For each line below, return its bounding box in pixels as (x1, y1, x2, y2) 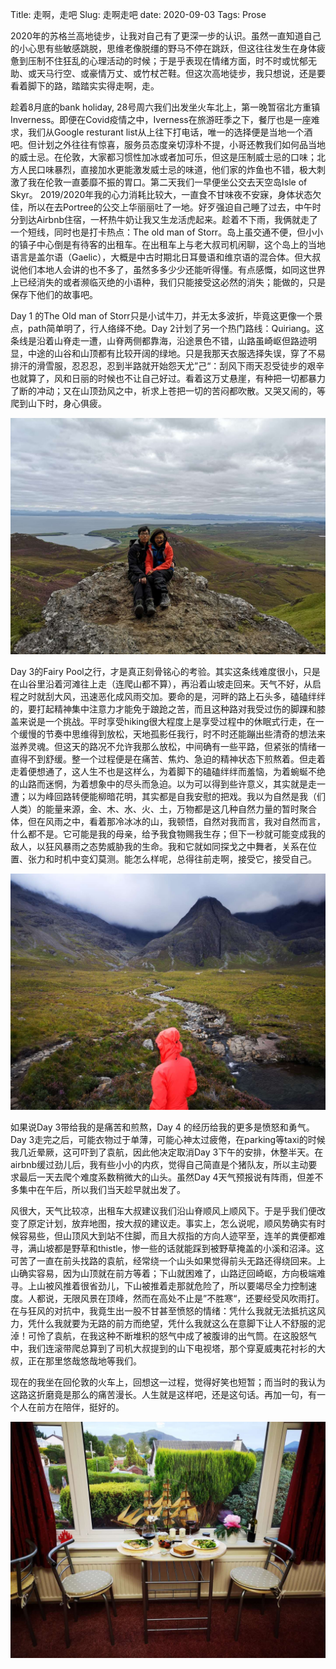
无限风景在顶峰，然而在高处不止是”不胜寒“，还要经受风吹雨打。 (62, 1293, 325, 1304)
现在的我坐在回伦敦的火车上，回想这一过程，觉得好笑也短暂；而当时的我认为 (10, 1376, 326, 1388)
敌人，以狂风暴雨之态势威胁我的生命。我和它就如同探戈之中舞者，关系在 (10, 841, 308, 852)
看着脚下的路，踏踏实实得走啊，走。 (10, 80, 160, 92)
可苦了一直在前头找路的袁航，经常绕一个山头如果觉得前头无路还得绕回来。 (10, 1255, 317, 1267)
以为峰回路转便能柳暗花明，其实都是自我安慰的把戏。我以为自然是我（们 (27, 791, 326, 802)
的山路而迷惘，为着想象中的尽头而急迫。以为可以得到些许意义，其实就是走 (10, 778, 317, 790)
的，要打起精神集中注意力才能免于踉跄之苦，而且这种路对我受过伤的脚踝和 (10, 703, 317, 715)
